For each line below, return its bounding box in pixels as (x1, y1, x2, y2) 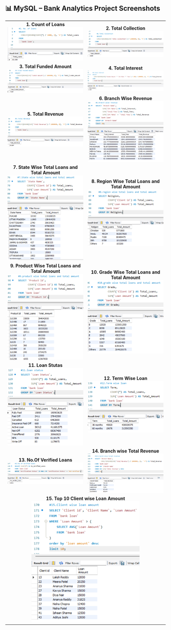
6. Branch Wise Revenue (99, 95, 153, 102)
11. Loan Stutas (28, 362, 63, 368)
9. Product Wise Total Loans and (10, 262, 81, 269)
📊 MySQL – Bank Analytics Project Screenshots (5, 4, 160, 13)
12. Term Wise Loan (103, 375, 148, 382)
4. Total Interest (108, 65, 143, 71)
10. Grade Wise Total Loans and (91, 269, 160, 275)
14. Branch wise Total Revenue (92, 448, 159, 454)
